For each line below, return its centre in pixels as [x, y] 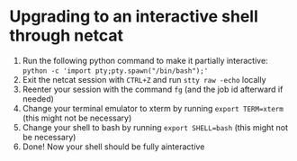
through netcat [67, 36]
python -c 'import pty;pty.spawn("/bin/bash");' [115, 71]
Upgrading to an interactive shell [134, 17]
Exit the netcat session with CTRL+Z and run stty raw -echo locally [144, 79]
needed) [38, 98]
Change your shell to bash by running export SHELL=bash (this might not [155, 127]
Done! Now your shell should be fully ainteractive [113, 147]
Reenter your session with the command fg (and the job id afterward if [153, 89]
